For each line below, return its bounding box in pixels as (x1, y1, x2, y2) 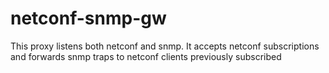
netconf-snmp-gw (10, 7, 167, 30)
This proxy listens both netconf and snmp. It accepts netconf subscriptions (10, 40, 320, 52)
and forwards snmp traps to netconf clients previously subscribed (10, 50, 282, 62)
